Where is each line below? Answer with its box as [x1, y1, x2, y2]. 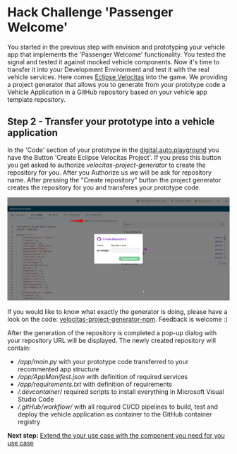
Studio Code [17, 395, 54, 404]
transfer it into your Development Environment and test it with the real [7, 65, 209, 74]
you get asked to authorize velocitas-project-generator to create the [7, 161, 206, 169]
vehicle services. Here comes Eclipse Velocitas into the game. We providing [7, 72, 228, 81]
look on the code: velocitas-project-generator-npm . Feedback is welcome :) [7, 315, 228, 324]
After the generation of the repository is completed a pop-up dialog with [7, 329, 217, 337]
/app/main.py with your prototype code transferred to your [17, 358, 189, 366]
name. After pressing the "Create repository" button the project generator [7, 175, 221, 184]
